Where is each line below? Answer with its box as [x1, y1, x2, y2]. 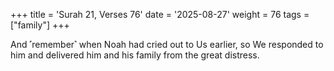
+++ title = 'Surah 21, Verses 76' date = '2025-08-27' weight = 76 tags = [10, 9, 310, 20]
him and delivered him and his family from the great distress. [10, 49, 260, 61]
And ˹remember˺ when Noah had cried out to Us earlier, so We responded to [10, 39, 324, 50]
